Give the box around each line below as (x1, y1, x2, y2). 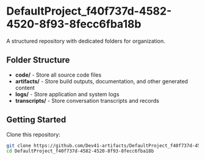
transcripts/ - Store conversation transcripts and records (15, 97, 160, 104)
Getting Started (6, 114, 67, 125)
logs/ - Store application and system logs (15, 90, 120, 98)
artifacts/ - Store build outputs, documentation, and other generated (15, 77, 188, 85)
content (15, 84, 35, 91)
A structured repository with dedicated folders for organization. (6, 37, 166, 44)
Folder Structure (6, 55, 70, 65)
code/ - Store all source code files (15, 71, 102, 78)
